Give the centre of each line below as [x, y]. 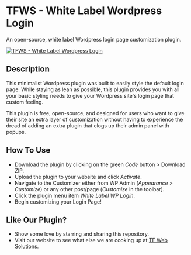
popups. [16, 132]
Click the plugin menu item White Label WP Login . [75, 195]
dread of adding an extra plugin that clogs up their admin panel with [88, 125]
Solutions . [27, 246]
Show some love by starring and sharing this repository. [81, 234]
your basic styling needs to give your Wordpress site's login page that [90, 95]
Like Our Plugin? [37, 220]
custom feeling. [25, 102]
